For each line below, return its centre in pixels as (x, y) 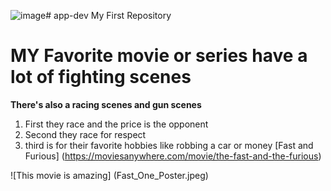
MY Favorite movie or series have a (159, 56)
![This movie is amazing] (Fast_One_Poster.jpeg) (109, 175)
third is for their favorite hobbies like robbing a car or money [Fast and (169, 145)
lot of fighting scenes (101, 77)
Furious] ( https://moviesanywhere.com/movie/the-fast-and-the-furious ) (173, 156)
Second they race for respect (85, 134)
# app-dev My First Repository (108, 15)
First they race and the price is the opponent (116, 124)
